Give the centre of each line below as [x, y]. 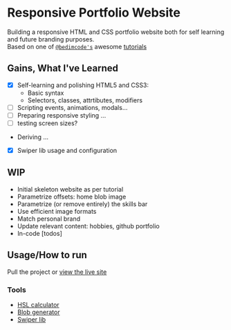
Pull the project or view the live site [57, 272]
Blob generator [38, 312]
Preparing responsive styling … [62, 115]
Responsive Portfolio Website [94, 13]
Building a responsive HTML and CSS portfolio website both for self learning [116, 32]
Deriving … [33, 137]
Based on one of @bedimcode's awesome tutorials [77, 46]
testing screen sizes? [47, 123]
